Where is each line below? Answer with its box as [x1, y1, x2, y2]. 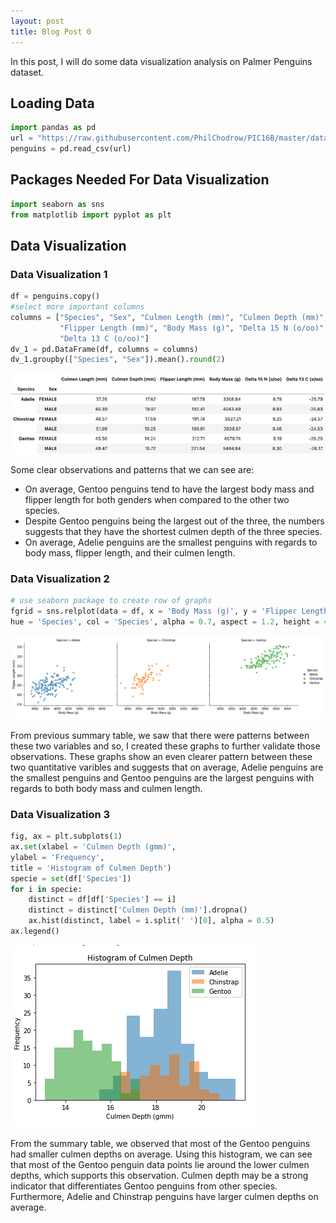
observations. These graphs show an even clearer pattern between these [10, 750, 313, 762]
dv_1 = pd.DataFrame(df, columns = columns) [10, 344, 199, 354]
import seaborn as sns [10, 199, 105, 209]
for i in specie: [10, 884, 83, 894]
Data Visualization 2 [10, 572, 110, 585]
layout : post [10, 16, 65, 26]
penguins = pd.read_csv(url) [10, 144, 132, 154]
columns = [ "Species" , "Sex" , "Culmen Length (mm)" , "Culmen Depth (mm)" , [10, 312, 329, 322]
